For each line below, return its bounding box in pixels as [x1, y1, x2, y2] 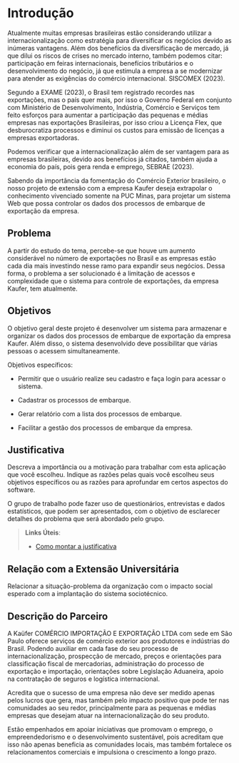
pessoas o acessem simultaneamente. [7, 346, 120, 355]
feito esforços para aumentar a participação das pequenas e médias [7, 111, 208, 119]
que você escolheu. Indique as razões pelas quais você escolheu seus [7, 470, 215, 479]
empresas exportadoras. [7, 133, 80, 142]
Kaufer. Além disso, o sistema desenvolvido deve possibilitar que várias [7, 339, 218, 348]
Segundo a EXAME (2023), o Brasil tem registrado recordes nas [7, 88, 195, 96]
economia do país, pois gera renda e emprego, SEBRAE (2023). [7, 162, 194, 171]
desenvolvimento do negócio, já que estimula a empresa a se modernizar [7, 66, 223, 75]
